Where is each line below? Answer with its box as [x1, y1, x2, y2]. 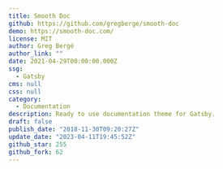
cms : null [8, 80, 42, 88]
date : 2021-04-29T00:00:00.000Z [8, 58, 118, 66]
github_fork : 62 [8, 148, 63, 156]
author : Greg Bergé [8, 42, 75, 50]
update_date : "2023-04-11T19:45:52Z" [8, 132, 136, 141]
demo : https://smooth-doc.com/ [8, 27, 114, 35]
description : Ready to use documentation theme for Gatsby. [8, 110, 217, 119]
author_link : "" [8, 50, 63, 58]
